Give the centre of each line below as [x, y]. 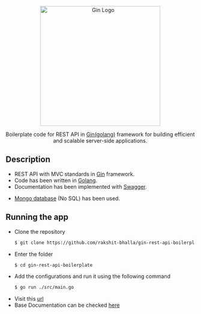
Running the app [37, 217]
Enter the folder [34, 254]
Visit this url [29, 299]
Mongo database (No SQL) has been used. [67, 198]
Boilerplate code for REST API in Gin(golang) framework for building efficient [100, 134]
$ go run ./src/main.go [44, 288]
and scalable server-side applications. [100, 141]
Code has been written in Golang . [55, 180]
